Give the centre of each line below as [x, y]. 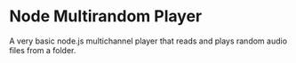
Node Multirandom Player [106, 16]
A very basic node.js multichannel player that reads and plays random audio [148, 41]
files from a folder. [43, 50]
